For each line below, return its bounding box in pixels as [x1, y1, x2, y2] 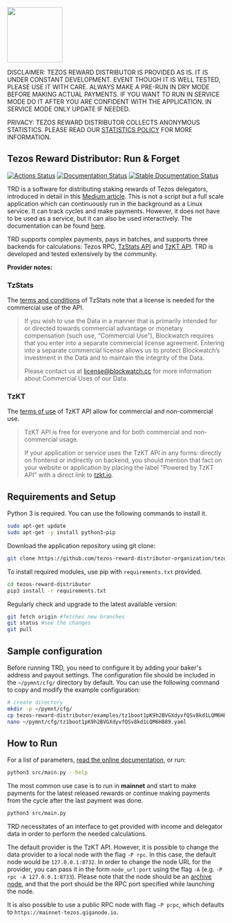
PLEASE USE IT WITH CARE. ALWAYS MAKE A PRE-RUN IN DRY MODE [7, 83, 211, 91]
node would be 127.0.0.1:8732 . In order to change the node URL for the [7, 858, 212, 866]
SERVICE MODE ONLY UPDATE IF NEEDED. [7, 105, 130, 113]
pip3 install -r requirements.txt [7, 587, 107, 594]
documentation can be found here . [7, 221, 106, 230]
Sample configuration [7, 645, 103, 657]
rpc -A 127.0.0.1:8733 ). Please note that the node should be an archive [7, 872, 212, 881]
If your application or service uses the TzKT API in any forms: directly [23, 449, 222, 457]
